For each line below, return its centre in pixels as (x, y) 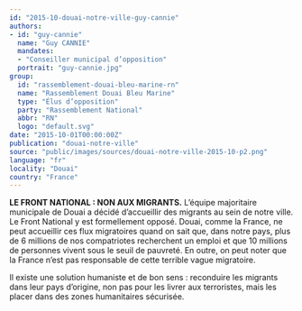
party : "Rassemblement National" (80, 110)
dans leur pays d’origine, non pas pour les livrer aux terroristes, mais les (143, 287)
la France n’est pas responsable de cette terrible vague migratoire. (133, 260)
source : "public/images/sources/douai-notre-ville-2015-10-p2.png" (139, 151)
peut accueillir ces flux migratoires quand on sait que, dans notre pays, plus (150, 232)
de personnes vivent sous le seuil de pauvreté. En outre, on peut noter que (148, 251)
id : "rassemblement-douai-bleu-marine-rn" (98, 85)
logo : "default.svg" (56, 127)
